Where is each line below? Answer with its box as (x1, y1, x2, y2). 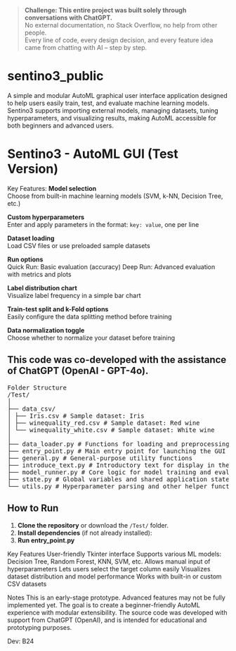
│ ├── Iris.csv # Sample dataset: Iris (7, 411, 145, 420)
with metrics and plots (7, 270, 72, 278)
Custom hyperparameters (7, 213, 85, 221)
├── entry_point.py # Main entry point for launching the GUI (7, 447, 226, 455)
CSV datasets (7, 579, 47, 588)
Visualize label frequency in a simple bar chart (7, 291, 141, 299)
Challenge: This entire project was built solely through (24, 6, 187, 14)
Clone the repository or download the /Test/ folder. (17, 521, 169, 529)
